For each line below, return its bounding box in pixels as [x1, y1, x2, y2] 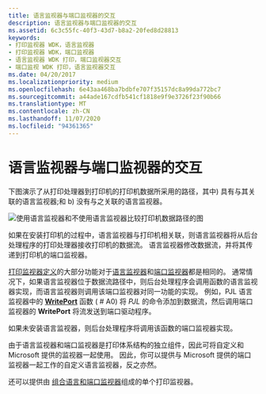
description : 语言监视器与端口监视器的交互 [8, 19, 137, 27]
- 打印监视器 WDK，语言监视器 [8, 41, 95, 49]
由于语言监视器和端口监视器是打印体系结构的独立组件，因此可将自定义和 [8, 340, 244, 350]
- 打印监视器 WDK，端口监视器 [8, 48, 95, 56]
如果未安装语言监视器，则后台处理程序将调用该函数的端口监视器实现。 [8, 323, 237, 333]
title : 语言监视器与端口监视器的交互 [8, 11, 116, 20]
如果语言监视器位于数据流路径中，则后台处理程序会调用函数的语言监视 [28, 277, 258, 286]
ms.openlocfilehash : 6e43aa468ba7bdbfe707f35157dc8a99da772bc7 [8, 85, 222, 94]
